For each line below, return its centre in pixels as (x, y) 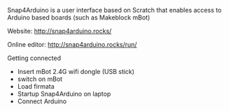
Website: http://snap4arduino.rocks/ (60, 31)
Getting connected (34, 58)
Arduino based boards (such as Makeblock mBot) (79, 17)
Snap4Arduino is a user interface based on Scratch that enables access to (114, 10)
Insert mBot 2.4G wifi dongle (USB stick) (76, 72)
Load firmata (36, 86)
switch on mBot (40, 79)
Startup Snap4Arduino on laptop (64, 94)
